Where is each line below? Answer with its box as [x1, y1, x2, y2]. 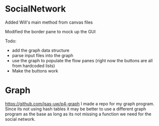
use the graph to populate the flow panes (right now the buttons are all [12, 57, 153, 63]
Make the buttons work [12, 68, 58, 73]
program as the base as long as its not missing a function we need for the [5, 111, 151, 117]
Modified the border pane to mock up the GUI [5, 28, 96, 34]
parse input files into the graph [12, 52, 73, 58]
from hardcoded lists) [12, 63, 56, 69]
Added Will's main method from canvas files [5, 19, 93, 25]
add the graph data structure [12, 47, 70, 53]
